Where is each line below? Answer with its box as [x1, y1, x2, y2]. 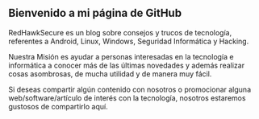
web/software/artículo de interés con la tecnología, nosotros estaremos [8, 92, 246, 103]
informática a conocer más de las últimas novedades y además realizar [8, 60, 244, 70]
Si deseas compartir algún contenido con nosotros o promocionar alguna [8, 84, 252, 94]
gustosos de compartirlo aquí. [8, 101, 108, 111]
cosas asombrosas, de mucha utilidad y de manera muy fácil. [8, 68, 212, 79]
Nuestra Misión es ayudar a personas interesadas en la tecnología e [8, 51, 234, 61]
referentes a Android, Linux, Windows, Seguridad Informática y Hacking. [8, 36, 249, 46]
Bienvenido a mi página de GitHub [8, 6, 182, 20]
